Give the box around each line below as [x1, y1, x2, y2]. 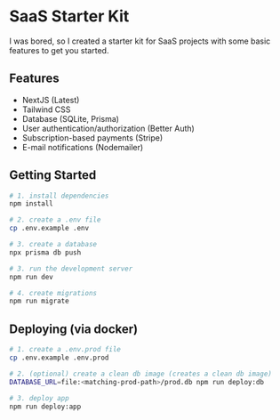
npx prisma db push [9, 247, 82, 257]
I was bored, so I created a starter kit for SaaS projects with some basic [9, 36, 271, 46]
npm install [9, 199, 53, 208]
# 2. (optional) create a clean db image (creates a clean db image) [9, 369, 273, 378]
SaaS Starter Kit [9, 6, 130, 27]
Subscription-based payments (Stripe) [21, 132, 164, 143]
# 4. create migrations [9, 288, 98, 297]
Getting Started [9, 167, 97, 183]
